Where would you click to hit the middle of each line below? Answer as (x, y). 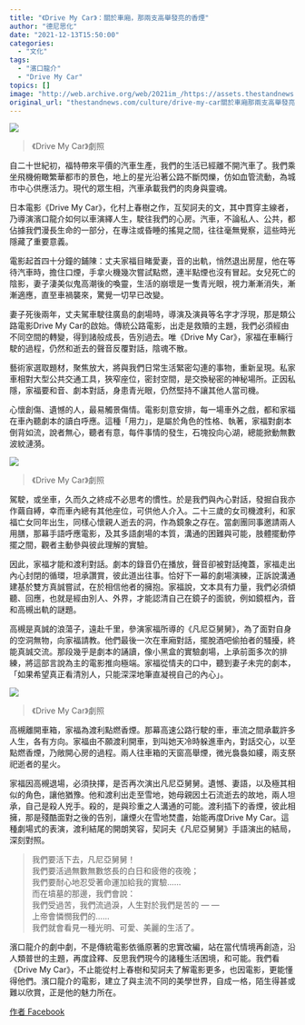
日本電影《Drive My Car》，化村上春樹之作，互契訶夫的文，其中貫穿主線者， (151, 208)
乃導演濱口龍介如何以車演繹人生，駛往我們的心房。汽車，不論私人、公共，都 (152, 219)
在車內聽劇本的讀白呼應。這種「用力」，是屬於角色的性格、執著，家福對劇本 (151, 421)
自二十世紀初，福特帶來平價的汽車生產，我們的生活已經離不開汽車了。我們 (148, 165)
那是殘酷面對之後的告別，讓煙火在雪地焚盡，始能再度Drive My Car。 (153, 818)
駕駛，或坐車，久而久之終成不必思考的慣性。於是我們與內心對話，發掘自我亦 (152, 500)
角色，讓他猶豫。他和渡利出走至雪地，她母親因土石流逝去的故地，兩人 (156, 795)
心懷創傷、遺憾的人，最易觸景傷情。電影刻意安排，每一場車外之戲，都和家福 (152, 410)
